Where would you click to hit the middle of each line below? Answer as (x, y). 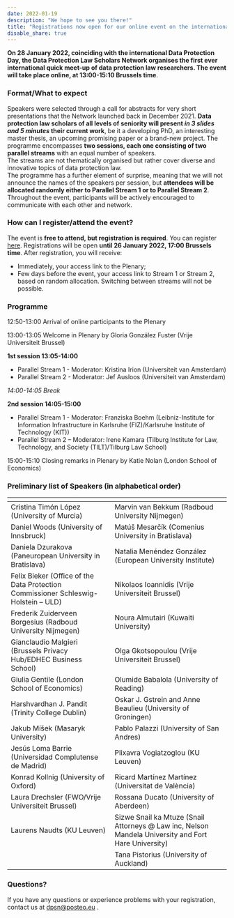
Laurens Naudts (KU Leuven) (58, 830)
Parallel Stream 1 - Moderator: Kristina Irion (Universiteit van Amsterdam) (122, 369)
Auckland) (131, 864)
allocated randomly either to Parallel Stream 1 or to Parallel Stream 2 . (108, 190)
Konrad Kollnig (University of (58, 777)
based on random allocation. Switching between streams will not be (115, 281)
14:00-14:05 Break (34, 390)
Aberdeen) (132, 806)
